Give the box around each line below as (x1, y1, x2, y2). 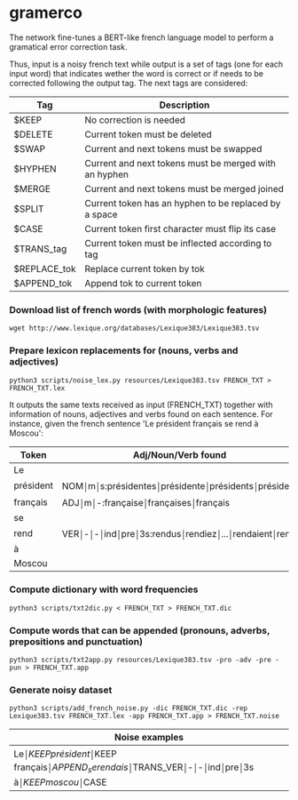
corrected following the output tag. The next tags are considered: (9, 77, 248, 88)
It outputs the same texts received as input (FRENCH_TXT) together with (9, 399, 273, 410)
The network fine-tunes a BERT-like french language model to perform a (9, 32, 274, 43)
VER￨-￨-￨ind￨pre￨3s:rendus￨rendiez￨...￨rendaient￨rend (61, 527, 296, 540)
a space (84, 208, 118, 220)
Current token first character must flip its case (84, 222, 277, 235)
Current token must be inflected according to (84, 236, 272, 249)
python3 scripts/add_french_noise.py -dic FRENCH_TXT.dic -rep (9, 704, 248, 713)
